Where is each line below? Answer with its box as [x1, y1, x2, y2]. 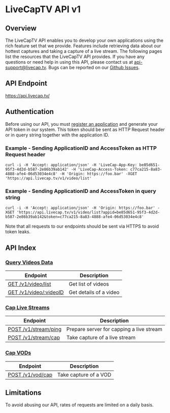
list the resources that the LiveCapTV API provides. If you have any [5, 53, 145, 60]
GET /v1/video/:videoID [8, 289, 64, 296]
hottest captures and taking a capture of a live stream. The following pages [5, 48, 162, 54]
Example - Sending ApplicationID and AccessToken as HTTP [5, 144, 157, 151]
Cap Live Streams [5, 304, 50, 311]
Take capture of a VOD [57, 371, 112, 378]
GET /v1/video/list [8, 280, 51, 287]
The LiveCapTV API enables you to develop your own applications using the [5, 37, 164, 43]
